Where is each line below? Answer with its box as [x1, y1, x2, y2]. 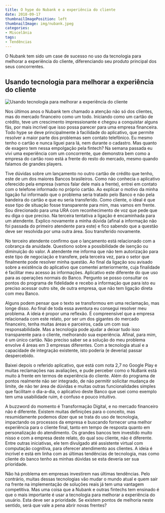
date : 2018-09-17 [5, 12, 41, 17]
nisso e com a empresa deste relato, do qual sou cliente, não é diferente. [5, 435, 153, 441]
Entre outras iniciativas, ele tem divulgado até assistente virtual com [5, 440, 143, 446]
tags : [5, 35, 16, 40]
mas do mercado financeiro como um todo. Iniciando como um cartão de [5, 113, 154, 119]
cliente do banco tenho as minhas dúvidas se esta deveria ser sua [5, 456, 139, 462]
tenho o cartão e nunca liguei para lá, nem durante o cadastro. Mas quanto [5, 140, 157, 146]
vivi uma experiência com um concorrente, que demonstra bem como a [5, 150, 150, 156]
